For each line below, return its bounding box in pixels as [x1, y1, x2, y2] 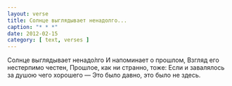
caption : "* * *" [7, 23, 58, 30]
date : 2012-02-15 [7, 30, 58, 37]
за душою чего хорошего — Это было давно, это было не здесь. [7, 71, 201, 80]
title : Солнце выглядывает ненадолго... [7, 17, 128, 24]
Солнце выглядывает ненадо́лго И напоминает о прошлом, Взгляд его [7, 56, 219, 64]
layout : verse [7, 10, 49, 18]
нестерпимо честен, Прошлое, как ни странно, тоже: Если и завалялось [7, 63, 225, 72]
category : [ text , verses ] [7, 37, 90, 44]
